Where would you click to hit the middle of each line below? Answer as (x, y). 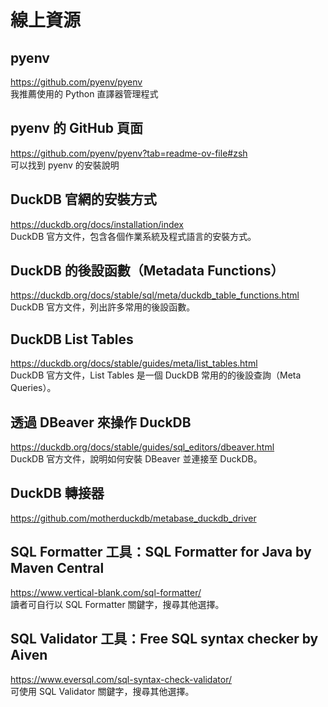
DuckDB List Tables (72, 339)
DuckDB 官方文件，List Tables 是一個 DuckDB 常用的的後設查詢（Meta (156, 375)
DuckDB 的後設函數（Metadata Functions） (147, 271)
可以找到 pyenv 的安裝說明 (65, 165)
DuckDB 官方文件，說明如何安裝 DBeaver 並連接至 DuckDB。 (136, 459)
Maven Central (57, 568)
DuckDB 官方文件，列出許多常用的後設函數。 (103, 307)
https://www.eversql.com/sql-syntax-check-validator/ (121, 679)
